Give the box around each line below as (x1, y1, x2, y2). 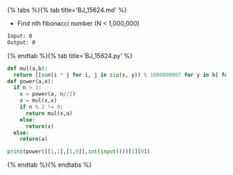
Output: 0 (7, 39, 36, 46)
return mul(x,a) (25, 110, 73, 117)
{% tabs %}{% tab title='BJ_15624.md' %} (7, 6, 127, 14)
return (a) (19, 136, 49, 142)
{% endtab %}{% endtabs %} (7, 160, 92, 169)
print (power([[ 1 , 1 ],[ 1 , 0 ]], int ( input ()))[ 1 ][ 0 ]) (7, 148, 150, 155)
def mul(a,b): (7, 65, 49, 72)
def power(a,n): (7, 77, 54, 85)
